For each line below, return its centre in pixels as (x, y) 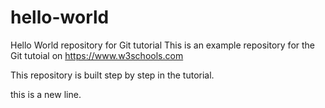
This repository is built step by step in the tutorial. (112, 75)
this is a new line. (46, 94)
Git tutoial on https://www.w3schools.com (97, 55)
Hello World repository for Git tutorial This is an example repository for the (163, 45)
